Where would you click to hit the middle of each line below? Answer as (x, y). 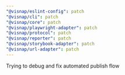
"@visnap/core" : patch (33, 22)
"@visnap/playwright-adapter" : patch (52, 28)
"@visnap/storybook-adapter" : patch (50, 44)
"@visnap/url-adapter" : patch (43, 49)
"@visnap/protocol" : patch (39, 33)
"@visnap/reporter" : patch (39, 38)
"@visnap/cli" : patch (32, 17)
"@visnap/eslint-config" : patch (45, 11)
